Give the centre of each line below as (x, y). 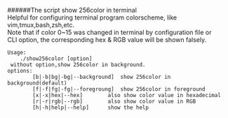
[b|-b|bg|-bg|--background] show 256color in (102, 77)
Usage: (17, 52)
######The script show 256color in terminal (72, 10)
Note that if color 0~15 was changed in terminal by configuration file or (109, 32)
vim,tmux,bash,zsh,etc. (41, 25)
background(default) (38, 83)
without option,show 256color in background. (78, 65)
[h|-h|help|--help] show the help (91, 108)
